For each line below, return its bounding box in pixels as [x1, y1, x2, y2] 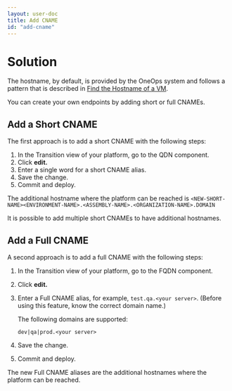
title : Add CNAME [7, 17, 58, 24]
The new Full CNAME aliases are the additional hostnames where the [7, 368, 207, 376]
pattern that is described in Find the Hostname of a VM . [7, 84, 169, 93]
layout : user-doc [7, 10, 58, 18]
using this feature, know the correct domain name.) [17, 301, 167, 309]
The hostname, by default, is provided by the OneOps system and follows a [7, 77, 226, 85]
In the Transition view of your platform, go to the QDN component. [17, 150, 210, 159]
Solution [7, 53, 58, 70]
